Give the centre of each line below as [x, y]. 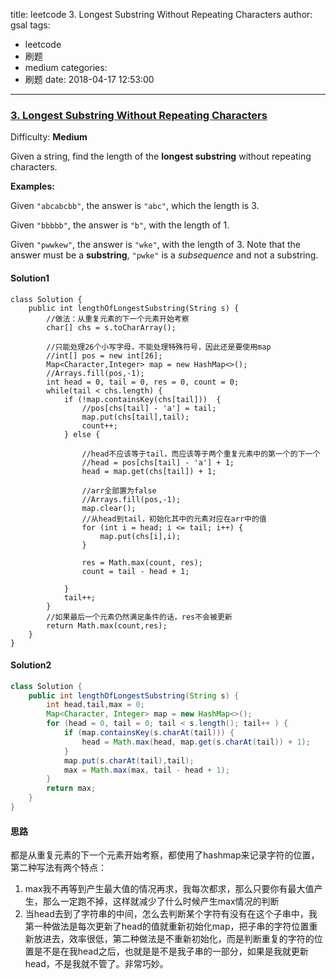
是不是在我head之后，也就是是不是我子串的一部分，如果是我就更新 [171, 951]
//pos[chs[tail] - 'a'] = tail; [149, 408]
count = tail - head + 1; [135, 571]
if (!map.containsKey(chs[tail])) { [142, 399]
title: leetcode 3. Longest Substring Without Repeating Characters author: [161, 14]
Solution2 [31, 665]
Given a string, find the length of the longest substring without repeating [161, 156]
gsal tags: [30, 25]
